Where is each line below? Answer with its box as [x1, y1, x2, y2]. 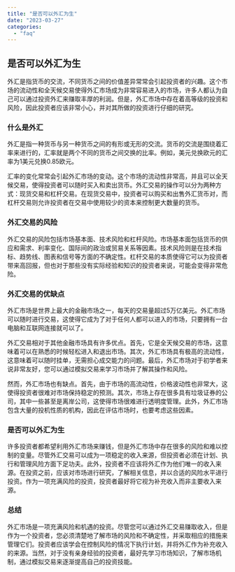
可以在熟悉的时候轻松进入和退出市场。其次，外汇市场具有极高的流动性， [19, 347, 228, 355]
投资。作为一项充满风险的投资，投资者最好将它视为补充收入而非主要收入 [7, 477, 215, 486]
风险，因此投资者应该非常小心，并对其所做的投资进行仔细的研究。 [7, 103, 197, 112]
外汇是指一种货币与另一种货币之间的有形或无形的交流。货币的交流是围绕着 [7, 140, 222, 148]
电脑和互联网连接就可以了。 [7, 323, 87, 332]
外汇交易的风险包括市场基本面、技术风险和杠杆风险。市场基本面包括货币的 [7, 235, 222, 243]
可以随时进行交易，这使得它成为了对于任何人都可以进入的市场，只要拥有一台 [7, 315, 228, 323]
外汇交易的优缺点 [7, 289, 65, 299]
